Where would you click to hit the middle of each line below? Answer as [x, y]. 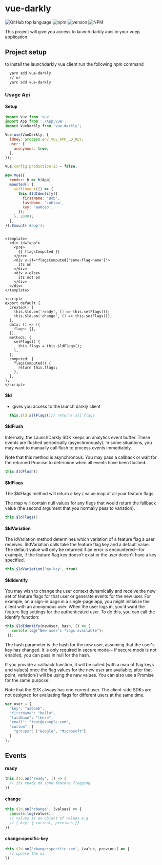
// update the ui [27, 853]
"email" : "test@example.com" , [40, 722]
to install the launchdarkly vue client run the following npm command [74, 64]
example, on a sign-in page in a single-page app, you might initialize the [77, 602]
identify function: [22, 617]
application [16, 37]
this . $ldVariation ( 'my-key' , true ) [41, 569]
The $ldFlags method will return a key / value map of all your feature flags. [80, 494]
